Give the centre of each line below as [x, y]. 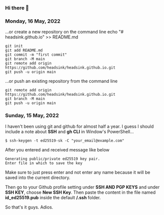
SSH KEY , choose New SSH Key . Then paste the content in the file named [81, 192]
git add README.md [24, 51]
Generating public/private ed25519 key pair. [52, 159]
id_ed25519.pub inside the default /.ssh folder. [53, 197]
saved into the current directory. [38, 178]
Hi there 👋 [17, 8]
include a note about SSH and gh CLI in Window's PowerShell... [69, 131]
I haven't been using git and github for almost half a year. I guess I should [80, 126]
